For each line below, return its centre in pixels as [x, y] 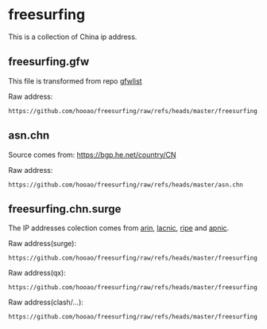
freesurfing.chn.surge [65, 209]
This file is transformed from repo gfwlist [75, 80]
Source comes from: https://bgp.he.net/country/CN [92, 155]
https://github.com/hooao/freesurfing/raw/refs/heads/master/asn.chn [126, 185]
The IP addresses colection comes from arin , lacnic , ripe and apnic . [119, 228]
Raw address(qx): [37, 273]
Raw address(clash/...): [46, 302]
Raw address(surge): [43, 244]
